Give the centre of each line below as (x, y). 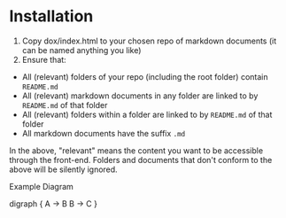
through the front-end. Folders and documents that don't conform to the (141, 160)
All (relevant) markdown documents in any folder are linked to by (140, 96)
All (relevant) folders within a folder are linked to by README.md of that (147, 114)
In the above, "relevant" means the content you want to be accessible (136, 150)
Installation (51, 16)
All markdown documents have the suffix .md (104, 133)
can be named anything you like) (81, 50)
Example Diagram (41, 186)
